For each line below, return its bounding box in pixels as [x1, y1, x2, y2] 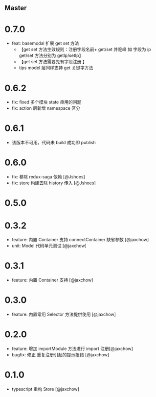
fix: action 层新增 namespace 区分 [11, 105, 80, 111]
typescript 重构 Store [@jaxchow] [11, 386, 79, 392]
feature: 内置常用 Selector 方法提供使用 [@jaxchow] [11, 311, 116, 318]
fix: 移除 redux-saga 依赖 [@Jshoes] [11, 174, 85, 180]
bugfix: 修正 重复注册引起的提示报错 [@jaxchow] [11, 352, 110, 358]
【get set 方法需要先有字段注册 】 [19, 59, 87, 65]
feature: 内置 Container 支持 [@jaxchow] [11, 277, 93, 283]
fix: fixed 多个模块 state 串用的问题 [11, 99, 82, 105]
